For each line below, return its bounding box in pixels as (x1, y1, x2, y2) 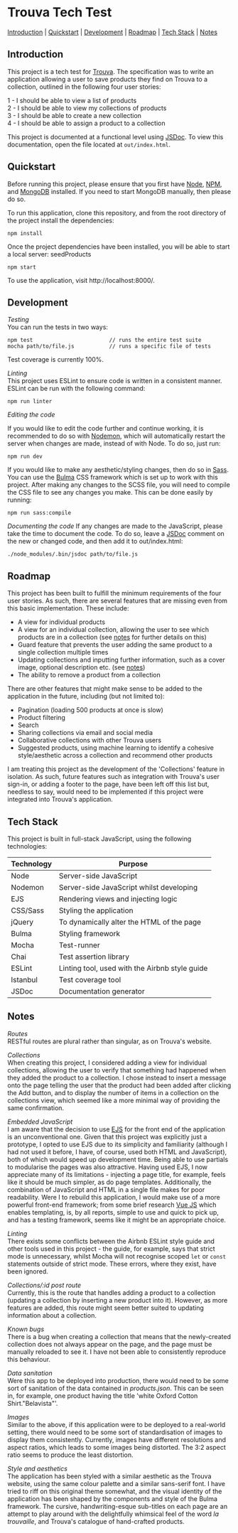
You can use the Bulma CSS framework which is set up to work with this (7, 473, 218, 482)
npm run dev (7, 453, 43, 461)
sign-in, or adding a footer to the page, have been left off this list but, (7, 780, 210, 789)
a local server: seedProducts (7, 249, 92, 258)
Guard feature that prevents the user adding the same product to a (17, 640, 213, 649)
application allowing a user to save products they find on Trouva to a (7, 75, 208, 83)
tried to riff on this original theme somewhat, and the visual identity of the (7, 1487, 222, 1495)
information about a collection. (7, 1311, 97, 1319)
